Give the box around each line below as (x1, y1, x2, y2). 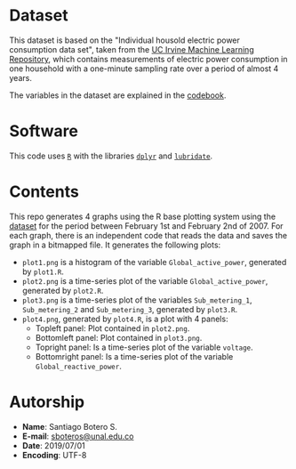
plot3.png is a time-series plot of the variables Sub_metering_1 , (21, 295, 252, 305)
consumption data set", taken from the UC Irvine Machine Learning (9, 44, 255, 54)
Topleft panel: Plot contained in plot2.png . (35, 322, 190, 334)
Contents (9, 182, 80, 202)
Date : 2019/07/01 (21, 440, 86, 450)
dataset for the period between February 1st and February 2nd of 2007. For (9, 220, 284, 231)
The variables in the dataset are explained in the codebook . (9, 90, 227, 101)
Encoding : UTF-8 (21, 449, 87, 460)
